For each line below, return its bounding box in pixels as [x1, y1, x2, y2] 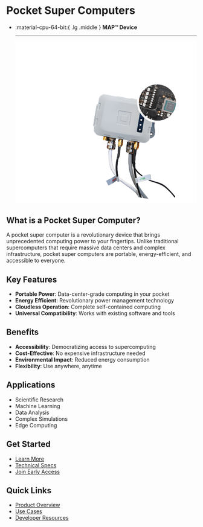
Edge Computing [14, 421, 57, 429]
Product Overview [14, 502, 60, 509]
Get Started [6, 439, 51, 450]
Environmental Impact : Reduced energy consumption [14, 356, 150, 363]
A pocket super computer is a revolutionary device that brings [6, 231, 161, 238]
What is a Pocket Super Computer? [6, 215, 141, 225]
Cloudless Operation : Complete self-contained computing [14, 303, 161, 311]
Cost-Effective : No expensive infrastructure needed [14, 350, 146, 357]
